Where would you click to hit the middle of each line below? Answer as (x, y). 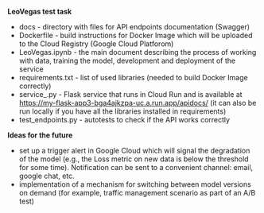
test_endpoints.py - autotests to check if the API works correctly (124, 120)
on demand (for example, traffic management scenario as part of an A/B (137, 193)
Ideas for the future (40, 135)
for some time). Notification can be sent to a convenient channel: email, (136, 167)
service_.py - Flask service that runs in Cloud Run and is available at (131, 94)
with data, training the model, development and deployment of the (127, 60)
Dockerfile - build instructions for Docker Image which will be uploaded (136, 35)
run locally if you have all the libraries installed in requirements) (122, 111)
